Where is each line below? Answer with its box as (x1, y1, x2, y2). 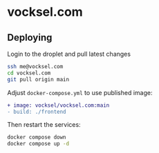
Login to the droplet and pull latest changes (7, 50, 131, 58)
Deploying (7, 32, 53, 43)
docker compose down (7, 134, 67, 141)
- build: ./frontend (7, 108, 67, 115)
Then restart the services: (7, 121, 81, 129)
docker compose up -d (7, 141, 70, 147)
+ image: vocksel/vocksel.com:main (7, 101, 110, 109)
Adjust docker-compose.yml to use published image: (7, 88, 153, 96)
